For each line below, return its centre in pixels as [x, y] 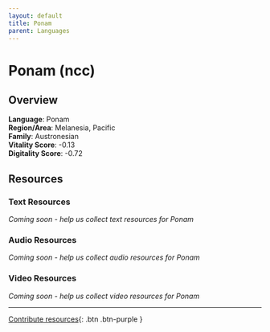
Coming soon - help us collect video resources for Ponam [104, 296]
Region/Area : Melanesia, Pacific [62, 128]
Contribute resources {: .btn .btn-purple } [76, 319]
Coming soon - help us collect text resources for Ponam [101, 219]
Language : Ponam [39, 119]
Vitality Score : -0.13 [42, 145]
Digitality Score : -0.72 [45, 154]
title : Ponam [30, 23]
